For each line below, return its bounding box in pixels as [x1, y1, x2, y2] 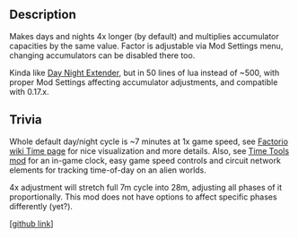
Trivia [9, 112, 42, 128]
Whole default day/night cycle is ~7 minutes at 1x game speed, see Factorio [9, 136, 289, 147]
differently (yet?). [9, 200, 74, 211]
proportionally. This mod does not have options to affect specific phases [9, 191, 277, 202]
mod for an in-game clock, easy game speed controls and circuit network [9, 155, 281, 166]
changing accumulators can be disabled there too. [9, 49, 196, 61]
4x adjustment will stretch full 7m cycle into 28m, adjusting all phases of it [9, 182, 283, 192]
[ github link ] [9, 218, 54, 229]
